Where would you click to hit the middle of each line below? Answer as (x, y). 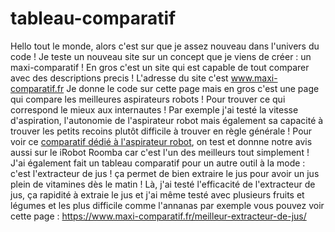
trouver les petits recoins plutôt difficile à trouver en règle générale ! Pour (161, 131)
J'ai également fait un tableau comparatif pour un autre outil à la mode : (158, 163)
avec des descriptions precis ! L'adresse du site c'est (119, 78)
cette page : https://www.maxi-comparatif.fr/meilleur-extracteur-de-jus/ (158, 216)
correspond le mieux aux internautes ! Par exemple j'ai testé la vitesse (154, 109)
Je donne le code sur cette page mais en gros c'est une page (193, 88)
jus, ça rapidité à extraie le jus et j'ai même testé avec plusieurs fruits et (157, 194)
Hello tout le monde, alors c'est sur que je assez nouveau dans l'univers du (165, 46)
